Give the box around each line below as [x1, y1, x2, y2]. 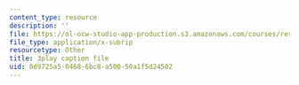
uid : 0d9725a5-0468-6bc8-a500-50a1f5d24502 [9, 63, 174, 72]
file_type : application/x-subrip [9, 37, 133, 47]
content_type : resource [9, 12, 98, 22]
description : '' [9, 21, 69, 30]
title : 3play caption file [9, 54, 109, 63]
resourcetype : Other [9, 46, 86, 55]
